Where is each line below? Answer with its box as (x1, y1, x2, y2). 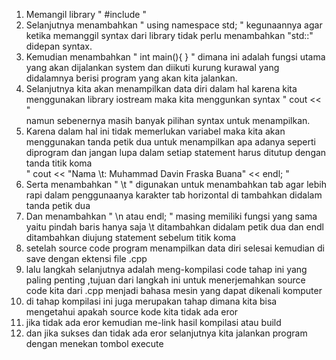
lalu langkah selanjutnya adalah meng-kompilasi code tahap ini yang (25, 264, 308, 275)
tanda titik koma (25, 157, 93, 169)
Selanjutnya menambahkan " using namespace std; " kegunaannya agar (25, 19, 323, 31)
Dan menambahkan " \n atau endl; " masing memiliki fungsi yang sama (25, 210, 318, 222)
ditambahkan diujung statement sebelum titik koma (25, 232, 237, 243)
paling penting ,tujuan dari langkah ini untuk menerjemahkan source (25, 274, 306, 286)
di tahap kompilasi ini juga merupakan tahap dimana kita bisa (25, 295, 278, 307)
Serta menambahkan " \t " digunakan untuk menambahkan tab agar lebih (25, 179, 328, 190)
